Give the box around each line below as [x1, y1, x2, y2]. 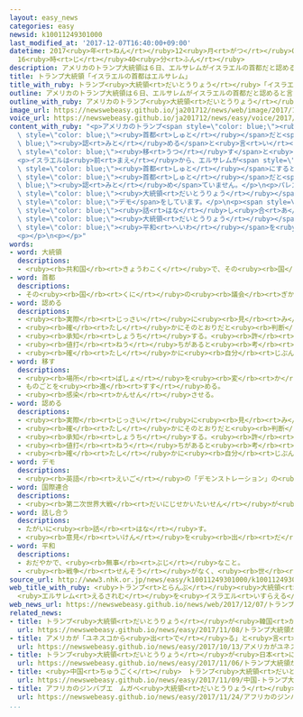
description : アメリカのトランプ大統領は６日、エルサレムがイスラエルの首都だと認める [9, 64, 296, 73]
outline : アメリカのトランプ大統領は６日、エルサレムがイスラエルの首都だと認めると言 [9, 88, 293, 97]
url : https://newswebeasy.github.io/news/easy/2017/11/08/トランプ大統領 [17, 625, 291, 634]
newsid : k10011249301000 [9, 30, 103, 39]
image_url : [9, 106, 50, 115]
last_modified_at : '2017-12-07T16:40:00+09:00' [9, 38, 192, 48]
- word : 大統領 [9, 248, 62, 257]
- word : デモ [9, 457, 56, 467]
